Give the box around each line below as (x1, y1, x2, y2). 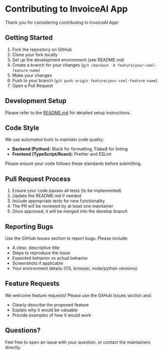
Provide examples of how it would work (12, 312, 91, 318)
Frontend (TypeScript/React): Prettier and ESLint (12, 151, 112, 157)
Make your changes (12, 72, 52, 78)
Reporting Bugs (5, 222, 54, 231)
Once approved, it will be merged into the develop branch (12, 208, 128, 214)
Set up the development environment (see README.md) (12, 57, 125, 63)
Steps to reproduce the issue (12, 250, 71, 256)
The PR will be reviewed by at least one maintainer (12, 203, 113, 209)
